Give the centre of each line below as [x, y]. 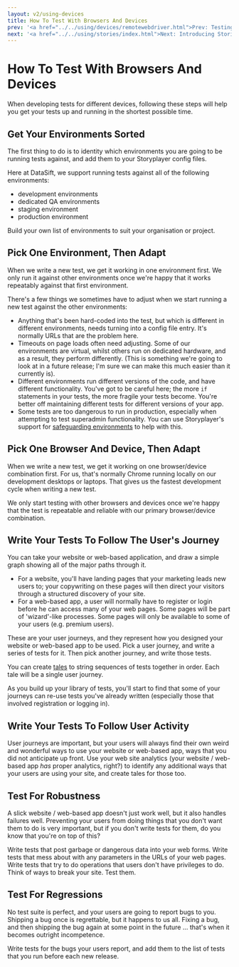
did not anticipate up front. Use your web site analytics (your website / [110, 758]
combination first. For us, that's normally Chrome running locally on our [112, 474]
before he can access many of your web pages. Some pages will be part [124, 609]
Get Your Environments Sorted [76, 134]
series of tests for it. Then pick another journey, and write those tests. [110, 653]
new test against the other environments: [68, 307]
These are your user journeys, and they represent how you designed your [115, 638]
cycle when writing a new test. [52, 488]
